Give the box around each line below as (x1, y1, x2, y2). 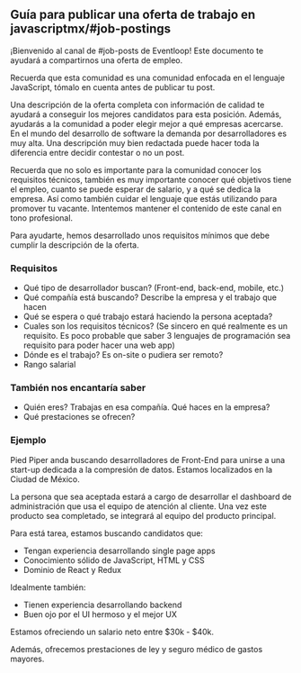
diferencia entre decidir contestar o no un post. (10, 147, 185, 158)
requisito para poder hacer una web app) (22, 340, 176, 350)
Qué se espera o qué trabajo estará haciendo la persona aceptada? (22, 311, 273, 323)
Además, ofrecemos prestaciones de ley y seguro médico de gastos (10, 643, 263, 654)
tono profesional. (10, 212, 74, 223)
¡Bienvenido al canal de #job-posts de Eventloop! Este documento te (10, 45, 264, 56)
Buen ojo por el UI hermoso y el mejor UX (22, 608, 178, 620)
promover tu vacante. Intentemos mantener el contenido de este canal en (10, 203, 282, 214)
